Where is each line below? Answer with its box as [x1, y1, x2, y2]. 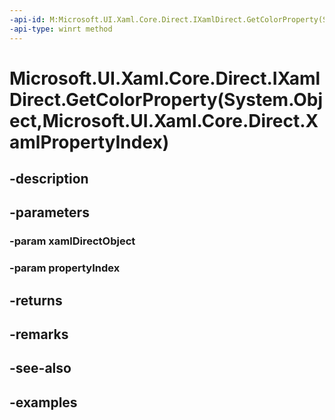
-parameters [9, 204, 90, 221]
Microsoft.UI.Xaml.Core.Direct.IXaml [9, 67, 321, 90]
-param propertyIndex [9, 261, 121, 275]
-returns [9, 292, 63, 309]
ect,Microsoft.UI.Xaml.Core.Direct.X [9, 109, 319, 132]
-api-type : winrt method [9, 24, 113, 34]
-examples [9, 394, 78, 411]
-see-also [9, 360, 72, 377]
